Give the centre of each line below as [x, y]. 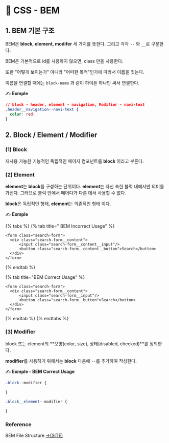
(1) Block [16, 149]
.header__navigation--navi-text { [42, 109]
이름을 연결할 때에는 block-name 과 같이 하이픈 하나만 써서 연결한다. [73, 83]
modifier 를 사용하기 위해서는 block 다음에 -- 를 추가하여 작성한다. [71, 361]
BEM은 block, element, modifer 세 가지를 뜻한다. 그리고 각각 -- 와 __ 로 [78, 44]
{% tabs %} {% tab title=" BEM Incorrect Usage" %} [60, 226]
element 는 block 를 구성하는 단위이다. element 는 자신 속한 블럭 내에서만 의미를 [85, 187]
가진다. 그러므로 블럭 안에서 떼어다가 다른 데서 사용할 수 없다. [66, 193]
